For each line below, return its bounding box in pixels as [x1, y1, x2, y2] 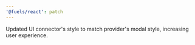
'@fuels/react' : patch [5, 8, 63, 15]
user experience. [5, 31, 48, 39]
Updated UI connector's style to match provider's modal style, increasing [5, 25, 189, 32]
